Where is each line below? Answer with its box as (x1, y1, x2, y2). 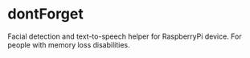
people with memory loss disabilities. (7, 39, 130, 49)
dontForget (7, 5, 84, 23)
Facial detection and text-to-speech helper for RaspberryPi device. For (7, 31, 242, 41)
